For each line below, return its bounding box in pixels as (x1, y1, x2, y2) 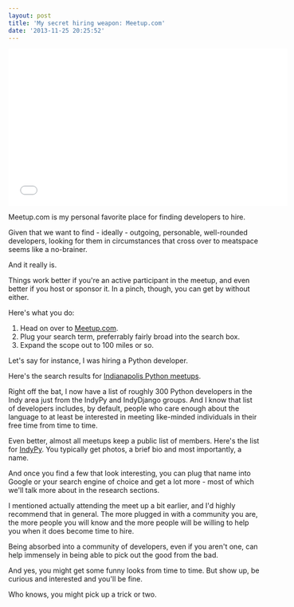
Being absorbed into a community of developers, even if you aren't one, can (8, 542, 258, 551)
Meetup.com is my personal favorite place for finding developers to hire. (8, 212, 245, 222)
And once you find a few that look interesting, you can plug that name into (8, 468, 251, 479)
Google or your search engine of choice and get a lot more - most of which (8, 477, 255, 487)
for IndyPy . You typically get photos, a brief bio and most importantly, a (8, 444, 242, 455)
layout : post (8, 11, 52, 20)
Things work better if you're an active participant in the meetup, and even (8, 276, 250, 286)
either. (8, 293, 29, 302)
